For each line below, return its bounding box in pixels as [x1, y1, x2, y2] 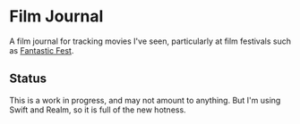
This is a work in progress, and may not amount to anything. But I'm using [9, 95, 281, 105]
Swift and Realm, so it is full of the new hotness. [9, 104, 186, 115]
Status [9, 71, 47, 87]
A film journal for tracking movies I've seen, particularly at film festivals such [9, 36, 291, 46]
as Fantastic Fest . [9, 45, 74, 55]
